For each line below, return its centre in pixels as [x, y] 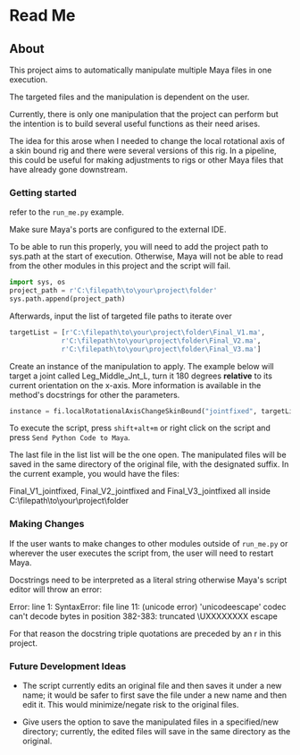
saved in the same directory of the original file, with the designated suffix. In [149, 464]
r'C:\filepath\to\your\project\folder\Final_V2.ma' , [161, 341]
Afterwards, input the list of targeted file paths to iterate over [121, 316]
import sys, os [37, 283]
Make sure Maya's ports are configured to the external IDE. [118, 230]
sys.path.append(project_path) [67, 299]
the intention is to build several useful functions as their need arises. [135, 123]
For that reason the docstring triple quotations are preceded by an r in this [146, 633]
